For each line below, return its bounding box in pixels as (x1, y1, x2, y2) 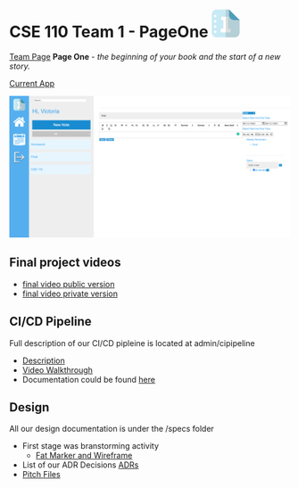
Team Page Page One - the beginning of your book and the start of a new (9, 52, 281, 62)
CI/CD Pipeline (9, 314, 92, 329)
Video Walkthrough (21, 364, 94, 375)
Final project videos (9, 255, 121, 270)
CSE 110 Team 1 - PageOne (9, 22, 209, 42)
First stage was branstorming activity (21, 441, 159, 451)
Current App (9, 79, 55, 88)
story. (9, 61, 31, 71)
